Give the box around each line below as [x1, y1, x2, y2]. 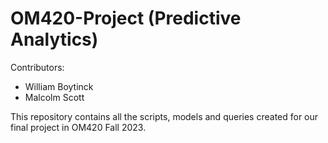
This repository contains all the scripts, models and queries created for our [10, 110, 319, 122]
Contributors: [10, 61, 65, 73]
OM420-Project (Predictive [10, 7, 242, 30]
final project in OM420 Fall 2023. [10, 121, 147, 133]
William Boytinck [24, 80, 94, 92]
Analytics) [10, 28, 99, 51]
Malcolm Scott [24, 91, 85, 103]
